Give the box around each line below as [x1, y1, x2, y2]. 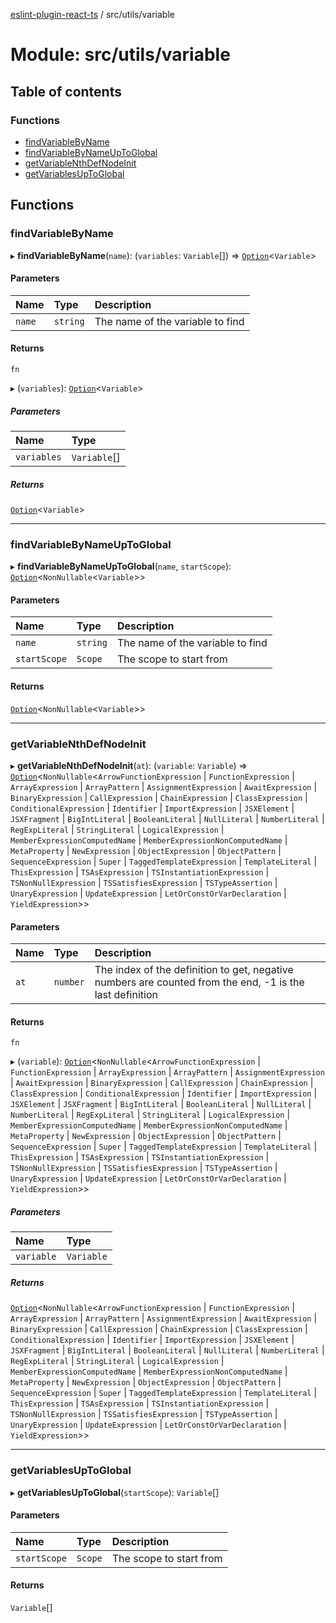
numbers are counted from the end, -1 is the [94, 975, 305, 989]
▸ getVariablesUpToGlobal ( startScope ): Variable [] [10, 1486, 220, 1498]
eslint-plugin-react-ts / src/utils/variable [10, 9, 175, 20]
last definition [94, 988, 158, 1002]
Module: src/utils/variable [10, 44, 231, 66]
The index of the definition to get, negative [94, 963, 294, 977]
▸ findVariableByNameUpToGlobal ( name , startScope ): [10, 560, 232, 573]
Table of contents [10, 83, 122, 100]
